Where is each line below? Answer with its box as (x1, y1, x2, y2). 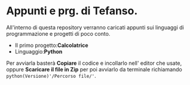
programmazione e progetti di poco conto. (6, 30, 111, 37)
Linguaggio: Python (14, 48, 63, 55)
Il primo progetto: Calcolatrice (14, 42, 88, 49)
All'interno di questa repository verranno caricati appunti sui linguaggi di (6, 24, 184, 31)
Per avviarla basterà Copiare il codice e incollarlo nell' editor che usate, (6, 59, 182, 67)
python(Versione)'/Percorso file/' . (6, 72, 97, 79)
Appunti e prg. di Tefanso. (6, 4, 138, 18)
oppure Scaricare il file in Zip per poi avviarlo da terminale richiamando (6, 65, 182, 73)
